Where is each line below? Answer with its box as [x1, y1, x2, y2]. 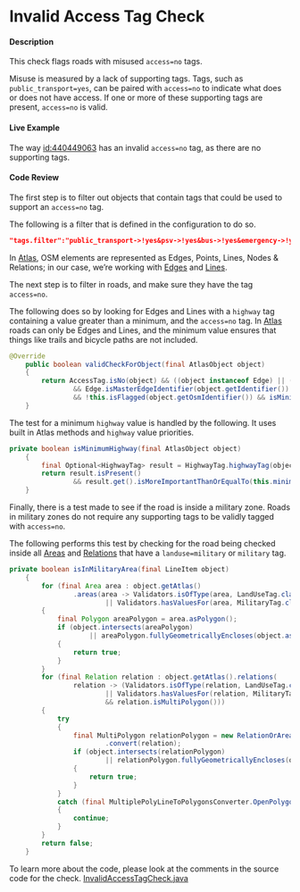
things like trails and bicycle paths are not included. [9, 334, 198, 345]
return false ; [41, 838, 94, 847]
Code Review [9, 172, 60, 183]
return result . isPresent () [41, 469, 142, 479]
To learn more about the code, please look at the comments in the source [9, 863, 279, 874]
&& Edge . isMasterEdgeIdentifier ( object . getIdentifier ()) [72, 385, 290, 394]
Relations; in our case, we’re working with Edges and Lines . [9, 262, 228, 272]
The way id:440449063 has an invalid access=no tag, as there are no [9, 142, 262, 153]
